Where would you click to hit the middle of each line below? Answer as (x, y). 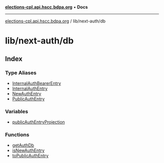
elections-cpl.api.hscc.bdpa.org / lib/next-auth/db (55, 21)
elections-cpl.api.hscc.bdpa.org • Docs (46, 7)
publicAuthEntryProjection (38, 122)
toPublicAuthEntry (30, 156)
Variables (17, 111)
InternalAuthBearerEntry (36, 83)
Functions (17, 135)
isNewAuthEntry (28, 150)
